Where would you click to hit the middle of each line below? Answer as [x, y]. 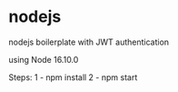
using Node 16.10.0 [44, 59]
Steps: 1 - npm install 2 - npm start [73, 77]
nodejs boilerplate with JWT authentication [89, 42]
